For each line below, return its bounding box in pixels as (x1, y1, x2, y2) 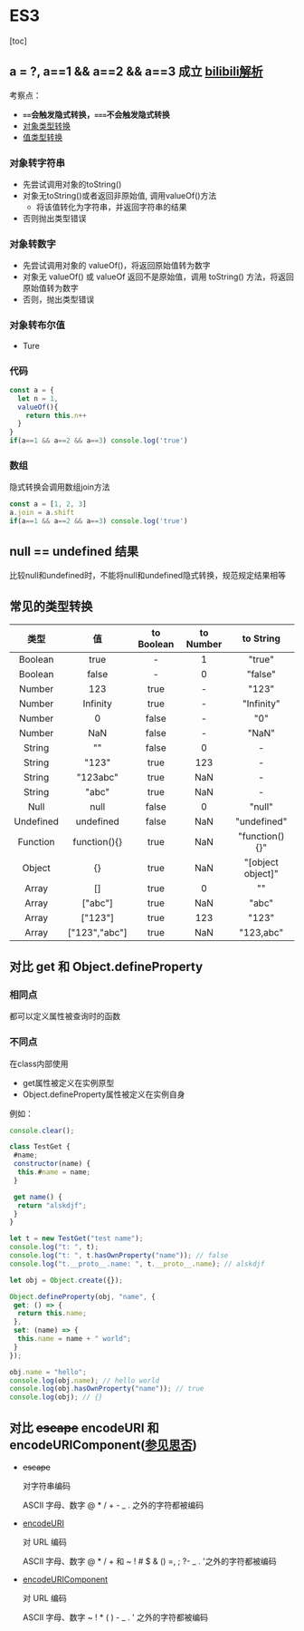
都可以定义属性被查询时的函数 (9, 1011, 120, 1022)
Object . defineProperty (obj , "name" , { (9, 1292, 156, 1301)
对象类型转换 (22, 120, 71, 131)
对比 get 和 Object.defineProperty (9, 959, 204, 975)
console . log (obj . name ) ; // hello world (9, 1375, 160, 1385)
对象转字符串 (9, 156, 66, 169)
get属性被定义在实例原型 (22, 1077, 115, 1088)
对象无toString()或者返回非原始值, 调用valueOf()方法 (22, 190, 217, 201)
